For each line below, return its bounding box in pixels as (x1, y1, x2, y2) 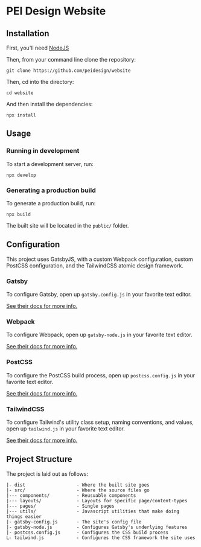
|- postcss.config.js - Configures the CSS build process (6, 529, 169, 536)
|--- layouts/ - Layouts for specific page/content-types (6, 497, 188, 504)
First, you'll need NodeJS (6, 44, 69, 51)
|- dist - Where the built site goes (6, 482, 150, 488)
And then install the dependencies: (6, 101, 93, 107)
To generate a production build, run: (6, 199, 96, 206)
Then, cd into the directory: (6, 78, 74, 85)
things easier (6, 513, 42, 520)
